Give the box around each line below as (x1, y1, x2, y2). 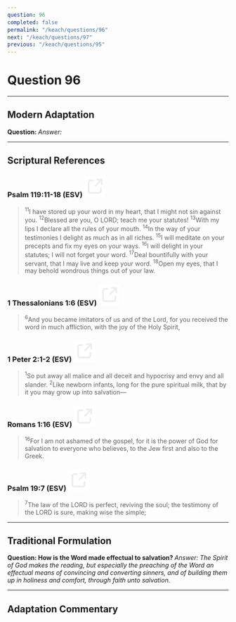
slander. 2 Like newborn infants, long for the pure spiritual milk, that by (24, 379, 227, 389)
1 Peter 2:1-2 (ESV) (7, 354, 72, 364)
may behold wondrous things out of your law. (24, 266, 156, 275)
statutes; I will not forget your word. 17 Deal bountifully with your (24, 249, 209, 259)
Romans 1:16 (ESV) (7, 419, 72, 429)
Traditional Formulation (7, 535, 112, 547)
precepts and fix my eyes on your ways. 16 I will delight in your (24, 240, 204, 250)
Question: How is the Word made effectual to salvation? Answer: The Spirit (7, 554, 228, 562)
